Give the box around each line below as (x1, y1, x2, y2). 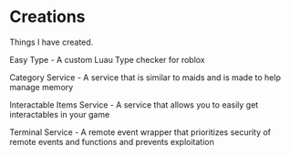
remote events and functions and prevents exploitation (9, 136, 214, 147)
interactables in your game (9, 109, 110, 120)
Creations (9, 6, 86, 27)
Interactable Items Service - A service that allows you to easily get (9, 99, 259, 110)
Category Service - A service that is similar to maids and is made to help (9, 71, 281, 83)
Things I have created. (9, 36, 94, 47)
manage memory (9, 81, 74, 92)
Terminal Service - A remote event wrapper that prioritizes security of (9, 126, 272, 138)
